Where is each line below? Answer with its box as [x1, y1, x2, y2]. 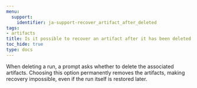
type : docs [6, 47, 33, 53]
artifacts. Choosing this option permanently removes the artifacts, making [6, 69, 185, 76]
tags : [6, 25, 19, 31]
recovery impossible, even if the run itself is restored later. [6, 75, 147, 82]
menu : [6, 8, 19, 15]
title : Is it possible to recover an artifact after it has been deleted [6, 36, 192, 42]
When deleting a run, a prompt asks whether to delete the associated [6, 63, 174, 70]
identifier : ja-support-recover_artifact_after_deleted [17, 19, 157, 25]
